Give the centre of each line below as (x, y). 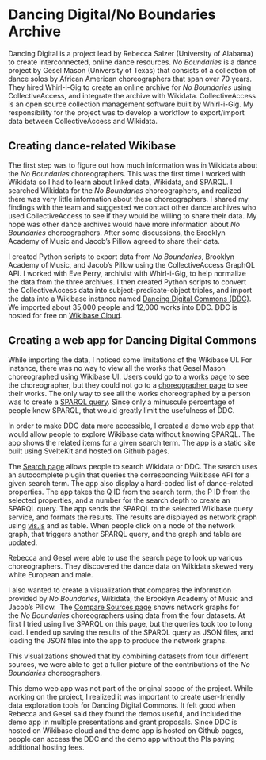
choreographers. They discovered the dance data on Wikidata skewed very (131, 566)
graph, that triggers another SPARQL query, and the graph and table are (125, 534)
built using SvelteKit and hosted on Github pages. (89, 451)
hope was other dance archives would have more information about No (124, 224)
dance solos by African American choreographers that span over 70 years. (130, 79)
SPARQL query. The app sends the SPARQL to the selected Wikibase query (131, 508)
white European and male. (51, 574)
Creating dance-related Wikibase (92, 146)
